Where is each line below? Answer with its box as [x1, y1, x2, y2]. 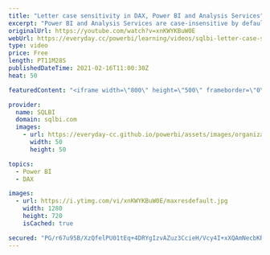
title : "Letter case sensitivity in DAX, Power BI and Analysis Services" [8, 11, 264, 20]
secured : [8, 234, 38, 242]
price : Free [8, 49, 48, 57]
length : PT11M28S [8, 57, 67, 65]
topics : [8, 160, 35, 168]
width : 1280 [22, 204, 63, 213]
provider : [8, 101, 42, 109]
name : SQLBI [15, 108, 56, 117]
